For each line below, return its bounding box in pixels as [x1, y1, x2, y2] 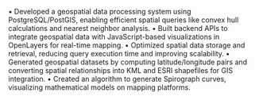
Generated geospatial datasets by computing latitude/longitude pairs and [8, 57, 248, 67]
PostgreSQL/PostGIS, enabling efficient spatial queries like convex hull [8, 15, 239, 25]
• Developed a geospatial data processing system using [8, 7, 192, 16]
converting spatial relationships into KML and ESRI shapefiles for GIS [8, 66, 234, 75]
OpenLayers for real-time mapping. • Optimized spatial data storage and [8, 40, 245, 50]
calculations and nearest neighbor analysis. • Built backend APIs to [8, 24, 228, 33]
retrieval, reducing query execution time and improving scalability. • [8, 49, 230, 58]
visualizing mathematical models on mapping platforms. [8, 83, 191, 92]
